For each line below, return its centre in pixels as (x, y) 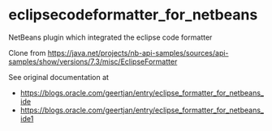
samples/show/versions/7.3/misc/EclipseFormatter (93, 61)
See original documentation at (59, 77)
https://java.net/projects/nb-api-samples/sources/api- (138, 53)
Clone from (27, 53)
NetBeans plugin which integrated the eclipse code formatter (110, 37)
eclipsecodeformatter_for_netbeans (133, 15)
